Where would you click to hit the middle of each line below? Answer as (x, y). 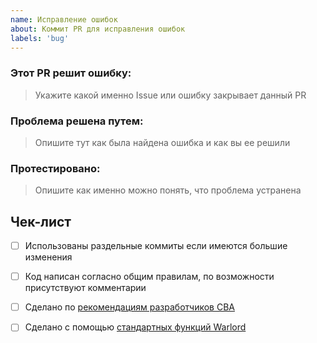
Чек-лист (41, 221)
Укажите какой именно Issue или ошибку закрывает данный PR (170, 95)
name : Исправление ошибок (64, 19)
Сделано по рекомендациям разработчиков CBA (129, 307)
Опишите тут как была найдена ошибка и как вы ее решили (162, 142)
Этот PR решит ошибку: (71, 73)
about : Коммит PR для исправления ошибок (98, 29)
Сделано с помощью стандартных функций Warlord (135, 327)
